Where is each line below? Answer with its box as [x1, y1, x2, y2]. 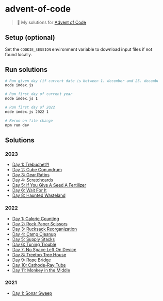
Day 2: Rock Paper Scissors [12, 221, 68, 226]
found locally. [5, 51, 33, 57]
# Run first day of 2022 [5, 105, 55, 110]
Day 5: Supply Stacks [12, 236, 55, 242]
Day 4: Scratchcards [12, 177, 53, 183]
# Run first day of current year [5, 92, 73, 96]
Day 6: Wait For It [12, 188, 47, 193]
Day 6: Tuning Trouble [12, 241, 57, 247]
